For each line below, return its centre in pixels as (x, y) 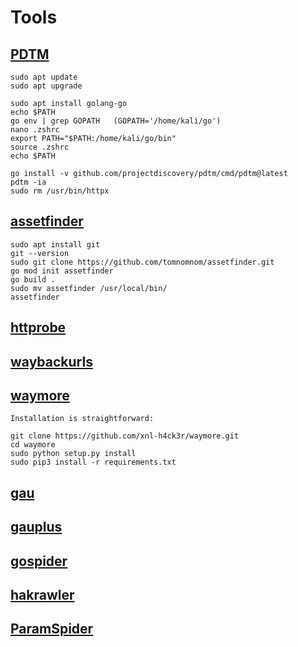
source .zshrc (40, 147)
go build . (33, 279)
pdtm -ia (28, 182)
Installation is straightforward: (82, 419)
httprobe (38, 327)
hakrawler (42, 594)
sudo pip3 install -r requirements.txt (93, 462)
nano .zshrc (35, 130)
